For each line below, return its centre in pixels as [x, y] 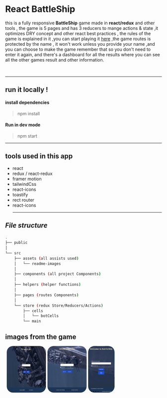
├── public [16, 243]
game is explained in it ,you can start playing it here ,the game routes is [78, 39]
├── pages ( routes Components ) [46, 295]
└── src [13, 253]
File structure [26, 225]
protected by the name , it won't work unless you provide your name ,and [80, 44]
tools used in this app [39, 156]
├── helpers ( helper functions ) [47, 285]
